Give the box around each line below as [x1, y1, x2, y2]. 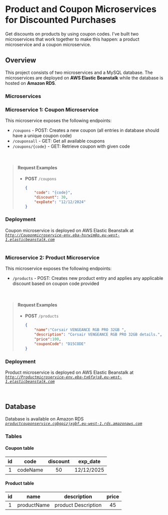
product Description [54, 501, 102, 508]
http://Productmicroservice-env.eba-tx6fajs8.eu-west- [5, 374, 122, 380]
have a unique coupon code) [12, 132, 72, 139]
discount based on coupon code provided [12, 280, 99, 287]
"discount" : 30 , [34, 194, 68, 199]
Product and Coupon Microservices [5, 4, 157, 15]
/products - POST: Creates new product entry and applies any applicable [12, 275, 163, 281]
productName [17, 501, 50, 508]
